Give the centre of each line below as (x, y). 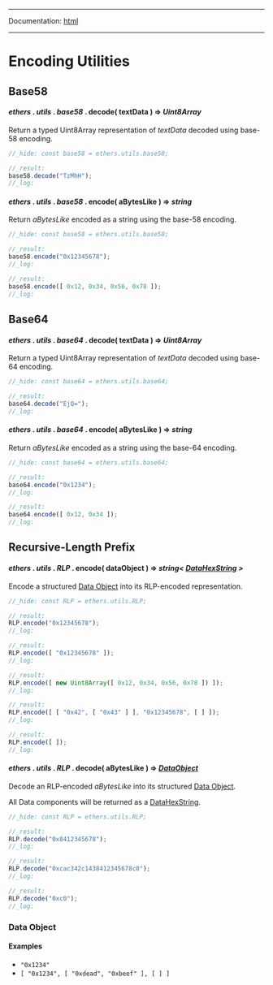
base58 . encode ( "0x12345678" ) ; (60, 257)
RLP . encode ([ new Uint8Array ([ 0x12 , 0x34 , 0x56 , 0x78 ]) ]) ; (116, 683)
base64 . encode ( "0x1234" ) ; (52, 485)
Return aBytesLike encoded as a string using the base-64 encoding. (123, 447)
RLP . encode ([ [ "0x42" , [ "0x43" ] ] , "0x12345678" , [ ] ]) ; (114, 713)
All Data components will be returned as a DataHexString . (105, 801)
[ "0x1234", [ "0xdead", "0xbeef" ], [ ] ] (95, 974)
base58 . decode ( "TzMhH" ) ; (50, 175)
